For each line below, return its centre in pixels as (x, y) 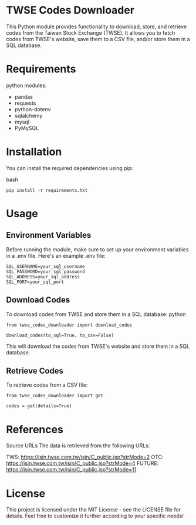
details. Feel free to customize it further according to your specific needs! (95, 516)
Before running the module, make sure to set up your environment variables (97, 249)
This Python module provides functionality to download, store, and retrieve (97, 26)
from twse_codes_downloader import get (55, 396)
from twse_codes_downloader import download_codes (69, 325)
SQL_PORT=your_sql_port (35, 282)
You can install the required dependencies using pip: (70, 168)
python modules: (26, 85)
